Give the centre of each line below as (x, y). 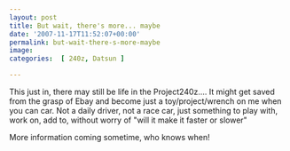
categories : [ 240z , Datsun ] (67, 59)
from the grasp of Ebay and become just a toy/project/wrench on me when (145, 101)
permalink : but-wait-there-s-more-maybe (85, 42)
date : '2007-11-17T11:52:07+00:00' (75, 34)
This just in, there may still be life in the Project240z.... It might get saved (142, 91)
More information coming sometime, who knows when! (110, 137)
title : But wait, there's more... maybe (85, 26)
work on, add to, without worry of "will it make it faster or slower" (129, 120)
